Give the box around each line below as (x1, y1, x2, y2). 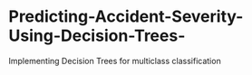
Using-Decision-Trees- (8, 25, 186, 46)
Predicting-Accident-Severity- (8, 6, 244, 27)
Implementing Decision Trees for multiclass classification (8, 55, 221, 66)
